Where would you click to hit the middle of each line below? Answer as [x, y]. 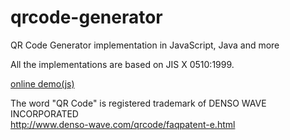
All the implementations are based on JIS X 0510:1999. [122, 64]
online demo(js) [42, 83]
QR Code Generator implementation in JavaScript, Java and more [145, 45]
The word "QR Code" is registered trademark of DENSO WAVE [138, 103]
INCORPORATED [44, 113]
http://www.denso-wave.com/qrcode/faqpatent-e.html [123, 124]
